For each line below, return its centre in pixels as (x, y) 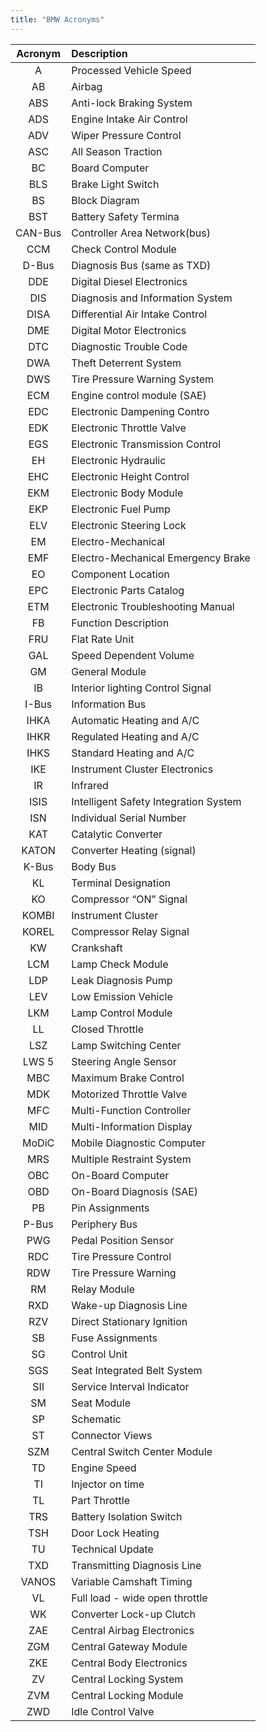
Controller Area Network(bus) (141, 233)
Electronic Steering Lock (129, 525)
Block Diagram (105, 200)
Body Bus (94, 866)
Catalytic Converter (117, 834)
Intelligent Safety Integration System (156, 801)
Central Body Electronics (129, 1663)
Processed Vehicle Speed (131, 70)
